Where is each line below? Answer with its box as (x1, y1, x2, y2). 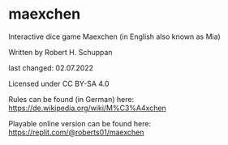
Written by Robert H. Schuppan (8, 47, 113, 57)
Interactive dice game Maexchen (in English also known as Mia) (8, 32, 221, 41)
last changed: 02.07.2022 (8, 62, 94, 73)
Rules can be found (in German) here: (8, 94, 135, 104)
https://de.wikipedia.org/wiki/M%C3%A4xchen (8, 103, 166, 113)
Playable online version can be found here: (8, 118, 152, 128)
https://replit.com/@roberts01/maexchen (8, 127, 144, 137)
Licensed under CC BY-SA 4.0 (8, 79, 110, 88)
